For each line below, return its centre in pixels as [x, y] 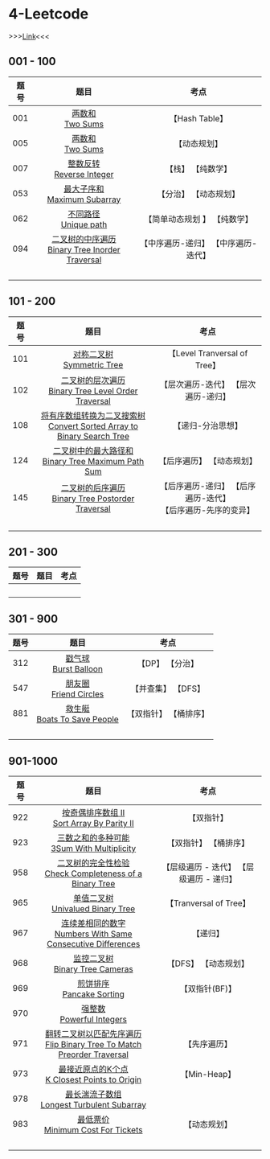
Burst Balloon [77, 669]
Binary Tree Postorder [93, 498]
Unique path [84, 224]
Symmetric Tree [93, 364]
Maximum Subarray [84, 199]
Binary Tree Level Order [93, 391]
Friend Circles [78, 694]
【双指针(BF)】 [208, 988]
